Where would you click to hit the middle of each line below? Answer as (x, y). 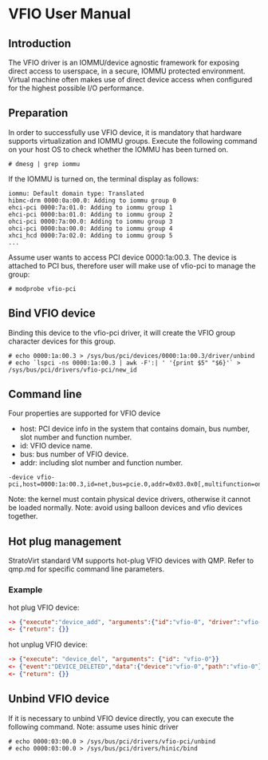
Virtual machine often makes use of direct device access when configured (130, 80)
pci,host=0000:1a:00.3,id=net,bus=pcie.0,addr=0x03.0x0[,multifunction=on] (137, 484)
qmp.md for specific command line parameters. (87, 569)
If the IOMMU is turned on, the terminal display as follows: (104, 179)
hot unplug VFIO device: (48, 645)
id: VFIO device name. (56, 446)
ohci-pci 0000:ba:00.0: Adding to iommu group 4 (91, 229)
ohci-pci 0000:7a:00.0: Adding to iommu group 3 (91, 221)
